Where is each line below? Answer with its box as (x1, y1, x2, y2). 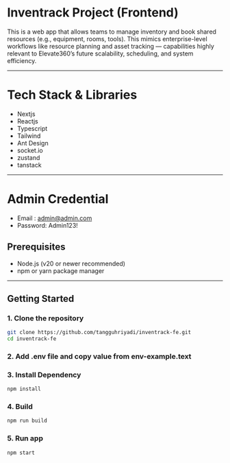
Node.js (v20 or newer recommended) (16, 259, 125, 268)
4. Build (7, 402, 33, 412)
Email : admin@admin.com (16, 214, 92, 222)
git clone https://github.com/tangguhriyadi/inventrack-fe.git (7, 329, 192, 336)
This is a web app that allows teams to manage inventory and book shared (7, 27, 217, 36)
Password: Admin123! (16, 221, 79, 229)
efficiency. (7, 56, 37, 64)
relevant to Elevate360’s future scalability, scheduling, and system (7, 49, 194, 58)
